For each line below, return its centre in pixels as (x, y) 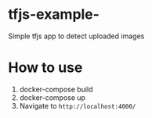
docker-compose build (56, 89)
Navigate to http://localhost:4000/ (78, 105)
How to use (45, 68)
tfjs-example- (54, 14)
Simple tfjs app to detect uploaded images (76, 36)
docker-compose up (52, 97)
